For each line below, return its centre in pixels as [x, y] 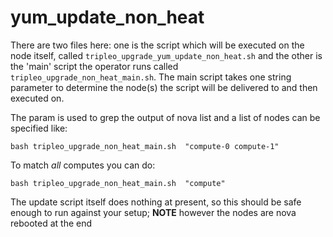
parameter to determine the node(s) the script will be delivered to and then [164, 87]
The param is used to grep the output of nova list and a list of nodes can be [165, 117]
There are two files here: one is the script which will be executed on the [157, 45]
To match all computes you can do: [83, 165]
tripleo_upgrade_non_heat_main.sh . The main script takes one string [151, 77]
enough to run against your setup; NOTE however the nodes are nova [153, 212]
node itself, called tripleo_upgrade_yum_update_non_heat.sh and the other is [166, 55]
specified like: [39, 128]
